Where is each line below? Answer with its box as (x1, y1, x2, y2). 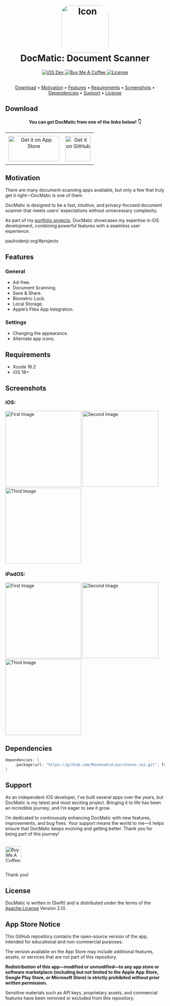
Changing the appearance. (12, 330, 68, 337)
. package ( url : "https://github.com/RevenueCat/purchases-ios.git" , (14, 762, 159, 767)
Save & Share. (12, 290, 42, 296)
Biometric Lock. (12, 296, 46, 302)
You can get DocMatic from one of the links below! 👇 (28, 119, 142, 125)
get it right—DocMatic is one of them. (5, 192, 83, 198)
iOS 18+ (12, 369, 29, 375)
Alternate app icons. (12, 336, 55, 342)
